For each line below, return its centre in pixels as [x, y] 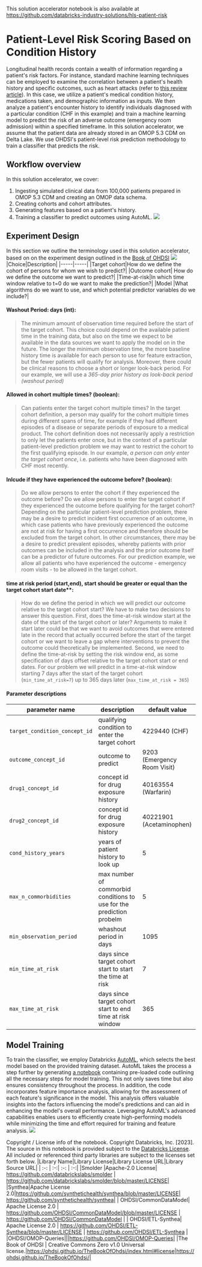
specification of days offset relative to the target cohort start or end [104, 661]
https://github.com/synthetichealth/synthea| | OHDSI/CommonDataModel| [98, 1200]
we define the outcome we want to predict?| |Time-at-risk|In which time [95, 277]
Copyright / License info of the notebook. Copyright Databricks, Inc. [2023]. [100, 1142]
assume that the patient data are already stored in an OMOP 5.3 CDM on [96, 132]
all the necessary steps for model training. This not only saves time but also [100, 1079]
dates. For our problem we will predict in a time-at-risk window [99, 667]
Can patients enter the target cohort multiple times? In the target [100, 408]
